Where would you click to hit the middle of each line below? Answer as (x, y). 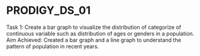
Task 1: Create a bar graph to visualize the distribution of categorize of (94, 27)
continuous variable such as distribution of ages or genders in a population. (100, 33)
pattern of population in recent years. (53, 46)
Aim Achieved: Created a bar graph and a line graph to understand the (94, 40)
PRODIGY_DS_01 (48, 11)
